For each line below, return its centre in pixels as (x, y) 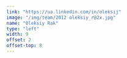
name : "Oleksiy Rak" (33, 23)
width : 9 (17, 34)
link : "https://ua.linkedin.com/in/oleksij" (64, 12)
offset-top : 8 (24, 46)
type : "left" (23, 29)
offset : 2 (19, 40)
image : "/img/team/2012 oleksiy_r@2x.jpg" (61, 18)
